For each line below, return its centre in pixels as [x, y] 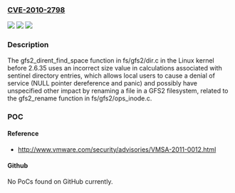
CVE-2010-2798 [36, 10]
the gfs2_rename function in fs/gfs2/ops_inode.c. [80, 98]
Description [28, 45]
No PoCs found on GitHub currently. [60, 181]
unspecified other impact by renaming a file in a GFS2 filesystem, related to [118, 90]
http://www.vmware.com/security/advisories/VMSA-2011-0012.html [117, 149]
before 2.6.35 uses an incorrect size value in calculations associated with [115, 68]
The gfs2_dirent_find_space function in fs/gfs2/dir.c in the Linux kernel [111, 60]
